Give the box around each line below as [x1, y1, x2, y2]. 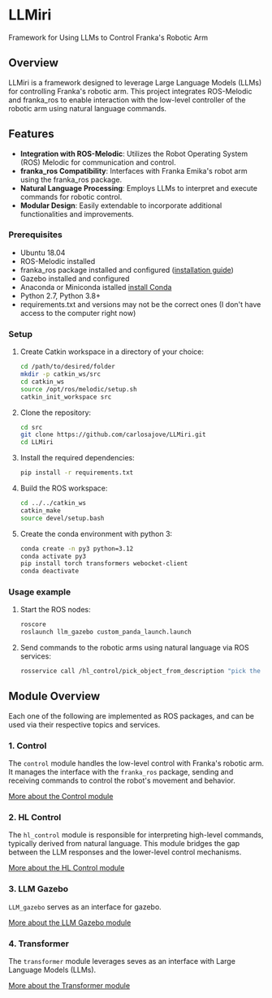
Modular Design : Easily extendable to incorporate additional [19, 201, 222, 210]
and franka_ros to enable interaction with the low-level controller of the [8, 95, 246, 105]
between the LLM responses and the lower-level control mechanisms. [8, 847, 242, 858]
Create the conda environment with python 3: [19, 529, 173, 538]
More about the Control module [8, 792, 114, 801]
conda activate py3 [19, 552, 87, 560]
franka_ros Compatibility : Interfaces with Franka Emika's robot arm [19, 166, 248, 175]
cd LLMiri [19, 439, 54, 447]
